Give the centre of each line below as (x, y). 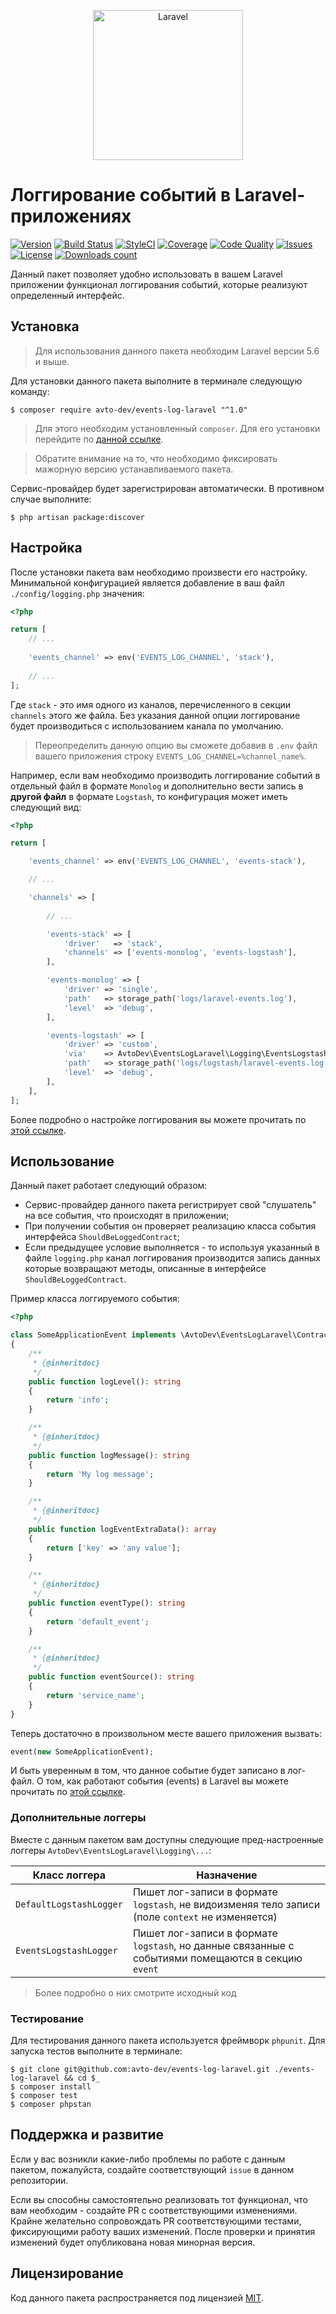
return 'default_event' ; (98, 1621)
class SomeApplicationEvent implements (93, 1335)
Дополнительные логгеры (78, 1818)
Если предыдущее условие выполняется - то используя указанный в (172, 1247)
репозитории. (39, 2180)
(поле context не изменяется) (205, 1917)
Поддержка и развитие (87, 2135)
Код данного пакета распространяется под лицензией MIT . (137, 2297)
